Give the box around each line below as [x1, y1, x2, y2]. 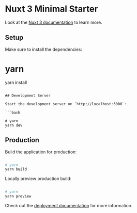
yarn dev [5, 123, 23, 128]
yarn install [5, 79, 27, 85]
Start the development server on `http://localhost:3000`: [5, 101, 127, 106]
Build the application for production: [5, 149, 76, 155]
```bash [5, 110, 21, 115]
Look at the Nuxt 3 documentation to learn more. [5, 19, 103, 25]
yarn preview [5, 194, 31, 199]
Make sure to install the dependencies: [5, 46, 82, 52]
